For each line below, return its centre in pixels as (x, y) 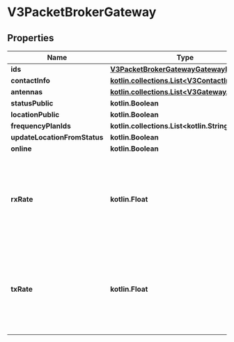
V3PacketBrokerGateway (82, 12)
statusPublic (32, 103)
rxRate (22, 199)
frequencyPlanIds (41, 126)
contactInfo (31, 81)
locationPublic (35, 114)
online (21, 149)
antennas (27, 92)
